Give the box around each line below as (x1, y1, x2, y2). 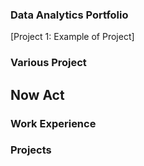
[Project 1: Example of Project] (10, 31, 135, 43)
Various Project (10, 56, 87, 70)
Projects (10, 143, 52, 157)
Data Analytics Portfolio (10, 8, 129, 22)
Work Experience (10, 116, 97, 130)
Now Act (10, 86, 65, 103)
